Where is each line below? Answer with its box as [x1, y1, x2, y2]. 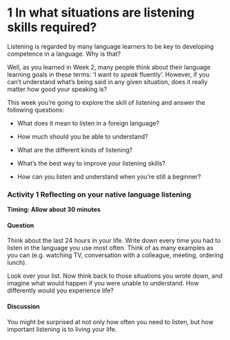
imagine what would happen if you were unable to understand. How [7, 279, 200, 288]
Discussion [7, 302, 40, 311]
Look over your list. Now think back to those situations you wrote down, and [7, 272, 222, 280]
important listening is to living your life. [7, 325, 117, 333]
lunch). [7, 259, 28, 267]
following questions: [7, 106, 65, 114]
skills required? [7, 19, 97, 35]
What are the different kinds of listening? [17, 146, 133, 154]
